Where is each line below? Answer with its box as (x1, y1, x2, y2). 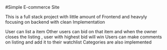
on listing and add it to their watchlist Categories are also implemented (5, 39, 152, 45)
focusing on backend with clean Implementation (5, 19, 105, 25)
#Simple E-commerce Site (5, 4, 60, 10)
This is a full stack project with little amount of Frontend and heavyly (5, 14, 147, 19)
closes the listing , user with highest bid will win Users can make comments (5, 34, 162, 40)
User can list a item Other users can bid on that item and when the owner (5, 29, 157, 34)
